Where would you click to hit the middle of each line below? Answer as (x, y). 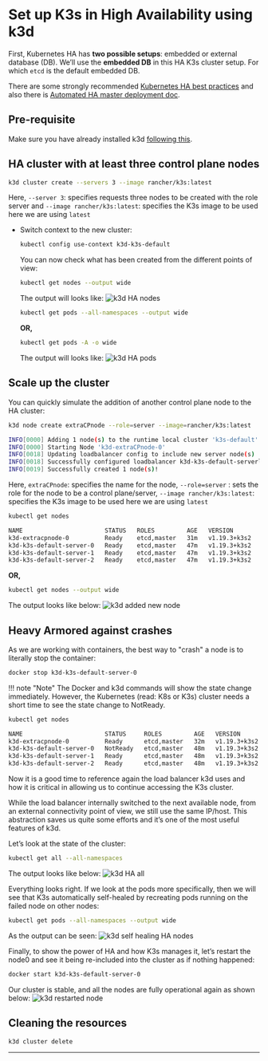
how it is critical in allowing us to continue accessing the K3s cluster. (121, 787)
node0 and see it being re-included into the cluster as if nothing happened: (132, 960)
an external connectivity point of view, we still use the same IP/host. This (128, 811)
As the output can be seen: (53, 936)
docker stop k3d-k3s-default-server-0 (73, 672)
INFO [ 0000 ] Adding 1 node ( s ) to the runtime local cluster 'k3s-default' (134, 440)
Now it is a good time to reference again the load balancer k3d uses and (127, 779)
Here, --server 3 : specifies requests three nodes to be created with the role (133, 198)
